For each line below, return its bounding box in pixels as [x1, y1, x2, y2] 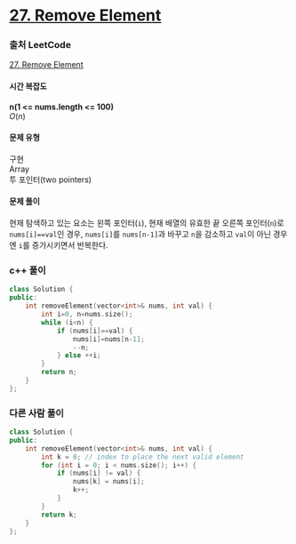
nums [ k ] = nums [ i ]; [72, 477, 145, 486]
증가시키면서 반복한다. [31, 240, 108, 251]
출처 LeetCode [9, 39, 71, 52]
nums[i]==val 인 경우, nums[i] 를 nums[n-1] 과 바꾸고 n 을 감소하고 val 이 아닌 [9, 228, 271, 240]
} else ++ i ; [56, 351, 101, 360]
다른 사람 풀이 [9, 406, 65, 419]
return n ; [41, 368, 77, 377]
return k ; [41, 510, 77, 519]
